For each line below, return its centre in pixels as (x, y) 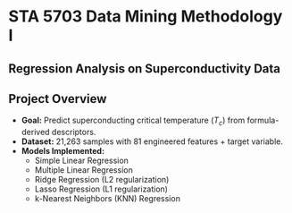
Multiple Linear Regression (83, 170)
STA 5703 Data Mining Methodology (146, 17)
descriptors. (74, 132)
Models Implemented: (63, 151)
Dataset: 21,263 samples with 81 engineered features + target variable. (152, 141)
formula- (263, 120)
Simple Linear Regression (81, 161)
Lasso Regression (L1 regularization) (101, 189)
